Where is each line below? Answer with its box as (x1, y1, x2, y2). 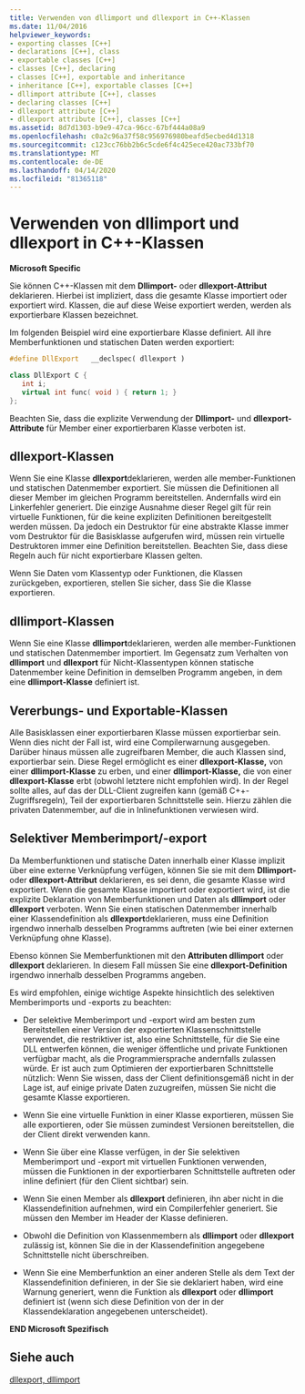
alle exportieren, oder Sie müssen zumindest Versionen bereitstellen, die (22, 1119, 295, 1130)
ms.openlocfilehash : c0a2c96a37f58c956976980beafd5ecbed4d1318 (9, 132, 255, 141)
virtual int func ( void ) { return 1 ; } (21, 388, 178, 397)
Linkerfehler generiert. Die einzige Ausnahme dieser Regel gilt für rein (9, 502, 271, 513)
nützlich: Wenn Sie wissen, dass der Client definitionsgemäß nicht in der (22, 1072, 294, 1084)
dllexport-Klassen (9, 448, 115, 464)
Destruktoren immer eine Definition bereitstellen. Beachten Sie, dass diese (9, 541, 289, 552)
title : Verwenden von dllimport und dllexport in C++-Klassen (9, 13, 250, 23)
